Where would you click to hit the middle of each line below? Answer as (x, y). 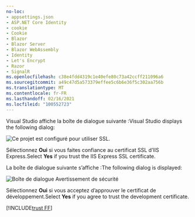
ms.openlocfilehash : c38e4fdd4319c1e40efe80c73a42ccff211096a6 (85, 77)
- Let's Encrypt (26, 60)
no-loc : (16, 11)
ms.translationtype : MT (35, 88)
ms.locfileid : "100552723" (39, 104)
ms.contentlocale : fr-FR (36, 93)
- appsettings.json (30, 17)
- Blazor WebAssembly (32, 50)
